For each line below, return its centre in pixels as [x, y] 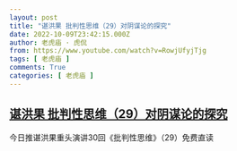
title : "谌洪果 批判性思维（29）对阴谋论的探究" [91, 26]
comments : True [38, 68]
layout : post [34, 17]
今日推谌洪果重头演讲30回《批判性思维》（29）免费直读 [111, 137]
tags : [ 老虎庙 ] [39, 59]
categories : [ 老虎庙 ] [52, 76]
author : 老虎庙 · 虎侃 [48, 42]
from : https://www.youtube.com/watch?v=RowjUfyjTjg [108, 51]
